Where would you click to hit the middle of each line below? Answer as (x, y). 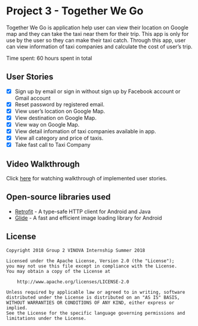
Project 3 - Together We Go (75, 11)
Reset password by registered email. (60, 104)
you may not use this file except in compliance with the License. (92, 266)
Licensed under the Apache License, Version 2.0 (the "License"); (90, 261)
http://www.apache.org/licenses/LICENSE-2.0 (73, 282)
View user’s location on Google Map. (60, 111)
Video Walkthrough (43, 164)
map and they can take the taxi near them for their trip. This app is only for (98, 33)
